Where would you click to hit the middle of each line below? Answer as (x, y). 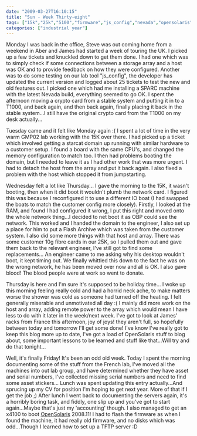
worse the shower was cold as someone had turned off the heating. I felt (94, 297)
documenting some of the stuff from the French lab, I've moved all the (91, 364)
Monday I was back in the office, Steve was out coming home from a (89, 45)
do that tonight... (26, 347)
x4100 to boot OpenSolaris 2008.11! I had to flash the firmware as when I (93, 414)
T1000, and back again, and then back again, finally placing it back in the (94, 107)
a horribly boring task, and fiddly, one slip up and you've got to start (88, 402)
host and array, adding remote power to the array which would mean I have (97, 309)
